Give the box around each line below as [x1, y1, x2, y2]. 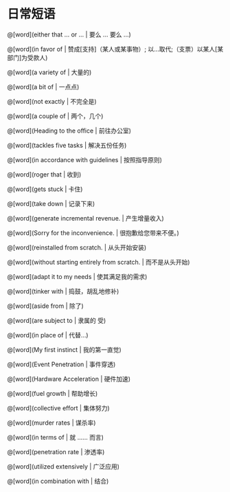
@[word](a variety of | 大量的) [7, 68, 92, 76]
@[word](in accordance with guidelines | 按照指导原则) [7, 155, 163, 164]
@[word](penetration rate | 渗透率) [7, 447, 105, 456]
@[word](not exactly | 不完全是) [7, 97, 97, 105]
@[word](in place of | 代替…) [7, 331, 89, 339]
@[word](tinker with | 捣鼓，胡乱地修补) [7, 287, 119, 295]
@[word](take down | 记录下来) [7, 199, 95, 208]
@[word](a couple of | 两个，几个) [7, 111, 104, 120]
